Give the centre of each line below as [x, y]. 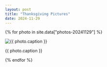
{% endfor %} [19, 60]
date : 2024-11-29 [23, 18]
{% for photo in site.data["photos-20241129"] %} [54, 32]
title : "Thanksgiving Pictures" [38, 14]
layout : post [18, 9]
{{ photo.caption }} [24, 51]
